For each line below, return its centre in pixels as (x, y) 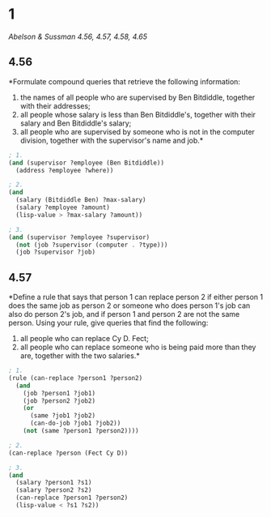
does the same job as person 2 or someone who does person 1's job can (129, 305)
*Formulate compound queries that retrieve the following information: (125, 81)
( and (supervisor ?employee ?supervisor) (79, 237)
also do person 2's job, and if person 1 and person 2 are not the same (124, 314)
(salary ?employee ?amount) (63, 207)
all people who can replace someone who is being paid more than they (138, 347)
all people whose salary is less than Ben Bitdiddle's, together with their (138, 114)
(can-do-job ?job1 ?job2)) (75, 423)
